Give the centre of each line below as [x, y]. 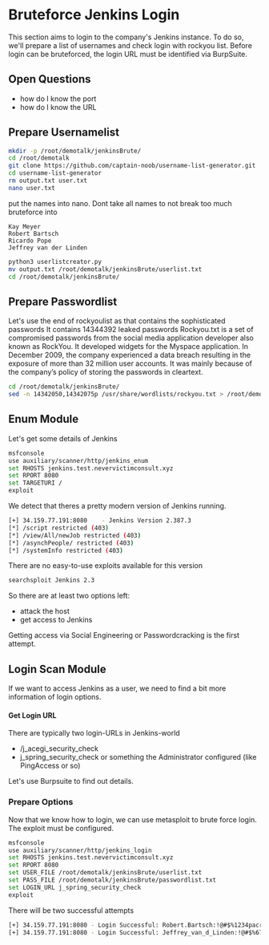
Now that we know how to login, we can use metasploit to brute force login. [133, 819]
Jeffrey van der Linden [48, 247]
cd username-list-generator [55, 173]
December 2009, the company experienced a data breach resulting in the [129, 355]
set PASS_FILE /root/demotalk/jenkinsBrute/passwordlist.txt [112, 880]
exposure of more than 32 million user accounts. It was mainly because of [130, 363]
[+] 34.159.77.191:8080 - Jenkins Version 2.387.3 [100, 521]
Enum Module [43, 419]
